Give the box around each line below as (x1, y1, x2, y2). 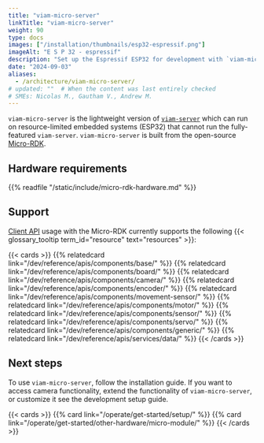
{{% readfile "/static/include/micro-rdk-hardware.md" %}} (8, 183, 196, 192)
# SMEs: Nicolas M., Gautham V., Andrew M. (8, 92, 153, 100)
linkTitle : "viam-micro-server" (8, 19, 114, 27)
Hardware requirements (8, 162, 127, 175)
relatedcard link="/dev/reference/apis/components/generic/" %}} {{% (8, 325, 235, 335)
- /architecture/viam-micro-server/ (15, 77, 135, 85)
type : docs (8, 33, 44, 42)
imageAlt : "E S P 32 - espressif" (8, 48, 122, 56)
